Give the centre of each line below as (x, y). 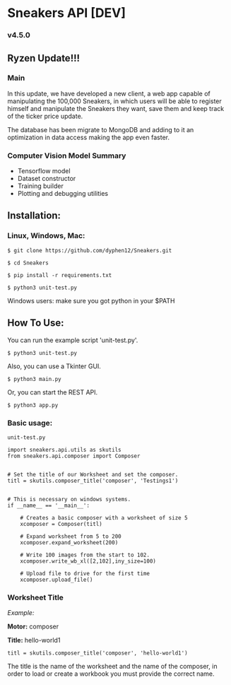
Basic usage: (30, 423)
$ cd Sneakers (28, 263)
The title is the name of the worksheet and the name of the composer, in (112, 667)
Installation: (34, 216)
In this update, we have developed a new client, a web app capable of (109, 93)
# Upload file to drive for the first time (85, 573)
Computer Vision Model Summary (67, 156)
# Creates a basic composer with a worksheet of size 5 (104, 517)
